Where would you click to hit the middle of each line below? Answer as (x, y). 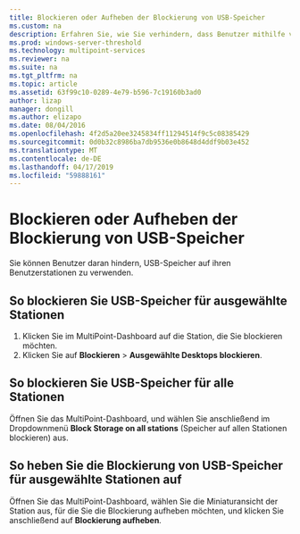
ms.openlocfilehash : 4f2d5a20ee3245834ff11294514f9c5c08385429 (129, 134)
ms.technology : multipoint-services (77, 51)
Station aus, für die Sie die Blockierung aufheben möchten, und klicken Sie (146, 511)
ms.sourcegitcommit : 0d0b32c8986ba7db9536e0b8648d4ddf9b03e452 (129, 142)
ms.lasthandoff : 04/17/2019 (62, 167)
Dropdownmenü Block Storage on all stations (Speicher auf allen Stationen (148, 428)
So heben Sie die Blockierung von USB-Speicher (146, 466)
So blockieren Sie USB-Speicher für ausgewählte (148, 300)
